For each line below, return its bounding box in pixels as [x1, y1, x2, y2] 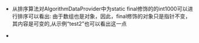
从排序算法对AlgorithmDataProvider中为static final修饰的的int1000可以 [12, 5, 188, 12]
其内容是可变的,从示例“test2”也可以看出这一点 [12, 20, 127, 27]
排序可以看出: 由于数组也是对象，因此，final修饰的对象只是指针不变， [17, 13, 191, 20]
